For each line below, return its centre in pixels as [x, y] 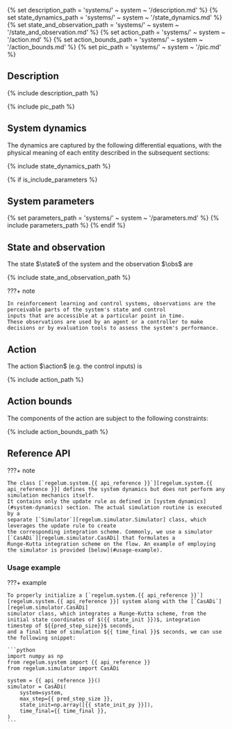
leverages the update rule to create [62, 526]
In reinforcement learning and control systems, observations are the [111, 304]
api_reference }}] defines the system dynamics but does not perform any [116, 489]
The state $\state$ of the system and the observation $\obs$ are [100, 264]
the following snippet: [42, 638]
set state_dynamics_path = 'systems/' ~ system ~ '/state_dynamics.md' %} [115, 17]
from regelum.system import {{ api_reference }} [79, 662]
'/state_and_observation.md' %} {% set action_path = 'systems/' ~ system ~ [116, 32]
